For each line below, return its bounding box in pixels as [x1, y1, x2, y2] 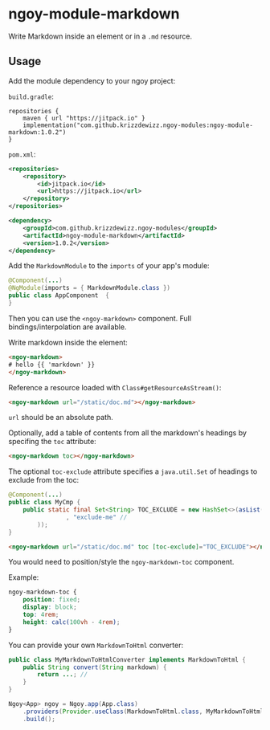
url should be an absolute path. [8, 413, 114, 422]
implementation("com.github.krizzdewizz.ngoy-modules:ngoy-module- [22, 121, 253, 129]
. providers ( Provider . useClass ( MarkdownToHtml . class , [22, 708, 203, 716]
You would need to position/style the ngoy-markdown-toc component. [8, 557, 235, 567]
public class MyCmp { [8, 499, 81, 507]
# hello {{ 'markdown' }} [8, 361, 95, 369]
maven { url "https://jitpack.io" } [22, 114, 146, 122]
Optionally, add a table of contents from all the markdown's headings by [8, 428, 247, 438]
